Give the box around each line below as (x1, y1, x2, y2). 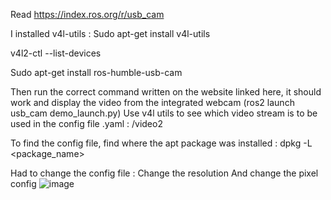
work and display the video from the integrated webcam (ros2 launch (10, 97, 295, 108)
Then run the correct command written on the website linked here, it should (10, 86, 322, 98)
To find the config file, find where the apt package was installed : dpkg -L (10, 137, 313, 149)
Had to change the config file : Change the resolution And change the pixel (10, 167, 319, 179)
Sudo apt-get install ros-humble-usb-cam (10, 67, 183, 78)
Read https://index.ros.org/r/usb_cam (10, 9, 165, 20)
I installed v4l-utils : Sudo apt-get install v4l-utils (10, 28, 211, 39)
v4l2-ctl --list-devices (10, 47, 102, 59)
